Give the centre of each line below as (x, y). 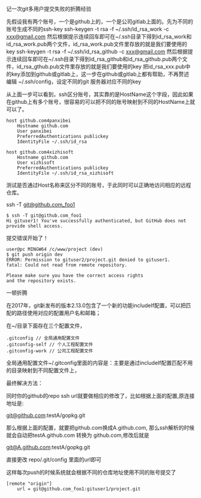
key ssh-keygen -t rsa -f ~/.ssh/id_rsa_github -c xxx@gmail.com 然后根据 (97, 52)
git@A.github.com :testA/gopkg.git (48, 447)
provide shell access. (34, 226)
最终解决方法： (25, 383)
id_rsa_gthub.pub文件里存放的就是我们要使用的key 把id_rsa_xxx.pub (101, 67)
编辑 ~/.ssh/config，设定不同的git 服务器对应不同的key (74, 82)
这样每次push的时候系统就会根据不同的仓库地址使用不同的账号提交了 (91, 472)
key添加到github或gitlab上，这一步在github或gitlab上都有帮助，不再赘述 (100, 74)
